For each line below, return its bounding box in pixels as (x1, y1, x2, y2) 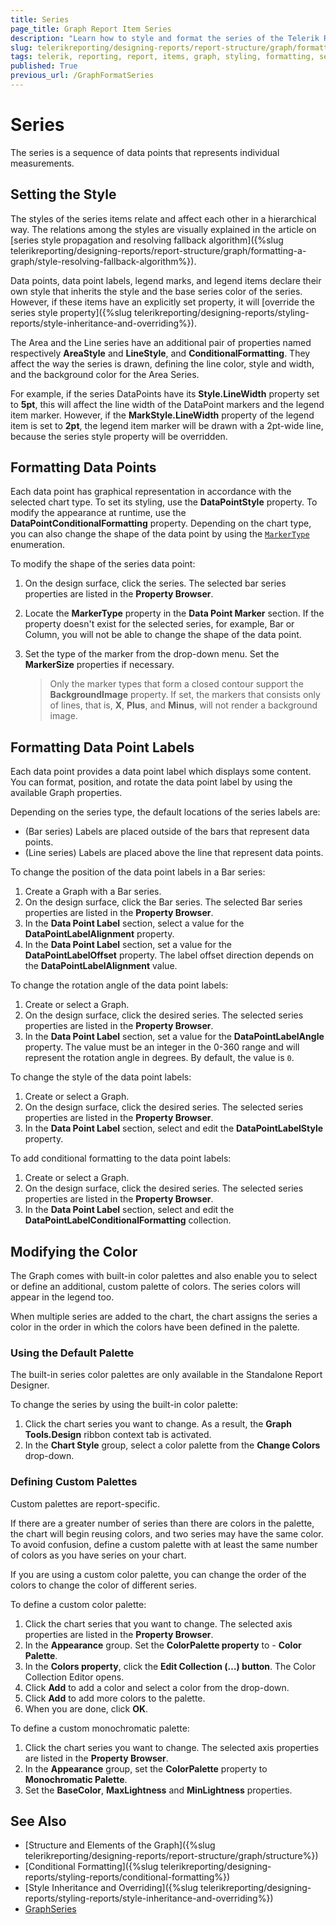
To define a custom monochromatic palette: (10, 1722, 190, 1734)
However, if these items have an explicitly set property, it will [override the (10, 296, 315, 308)
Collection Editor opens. (24, 1671, 125, 1683)
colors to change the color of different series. (10, 1579, 197, 1591)
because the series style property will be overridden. (10, 430, 228, 442)
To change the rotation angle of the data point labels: (10, 979, 229, 991)
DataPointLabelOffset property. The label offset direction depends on (24, 949, 314, 961)
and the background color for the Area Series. (10, 368, 200, 380)
